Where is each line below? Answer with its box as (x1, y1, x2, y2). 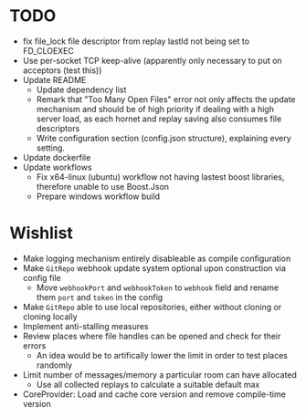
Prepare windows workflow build (36, 191, 161, 202)
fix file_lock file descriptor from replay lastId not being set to (22, 36, 249, 47)
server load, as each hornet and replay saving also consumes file (36, 113, 282, 124)
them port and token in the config (36, 291, 164, 302)
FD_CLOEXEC (22, 45, 75, 56)
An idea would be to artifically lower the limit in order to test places (36, 349, 288, 360)
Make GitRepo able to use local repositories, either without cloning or (22, 301, 282, 312)
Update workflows (22, 162, 93, 172)
